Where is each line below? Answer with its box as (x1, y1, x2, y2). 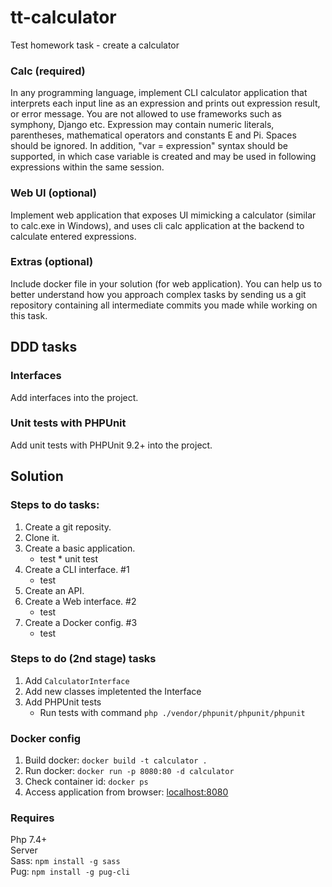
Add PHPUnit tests (24, 696, 102, 708)
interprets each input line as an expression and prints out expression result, (10, 97, 321, 110)
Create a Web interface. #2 (24, 595, 137, 607)
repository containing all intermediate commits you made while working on (10, 299, 318, 311)
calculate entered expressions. (10, 230, 137, 242)
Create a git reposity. (24, 521, 112, 533)
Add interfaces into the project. (10, 391, 139, 403)
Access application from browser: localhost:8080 (24, 786, 229, 798)
